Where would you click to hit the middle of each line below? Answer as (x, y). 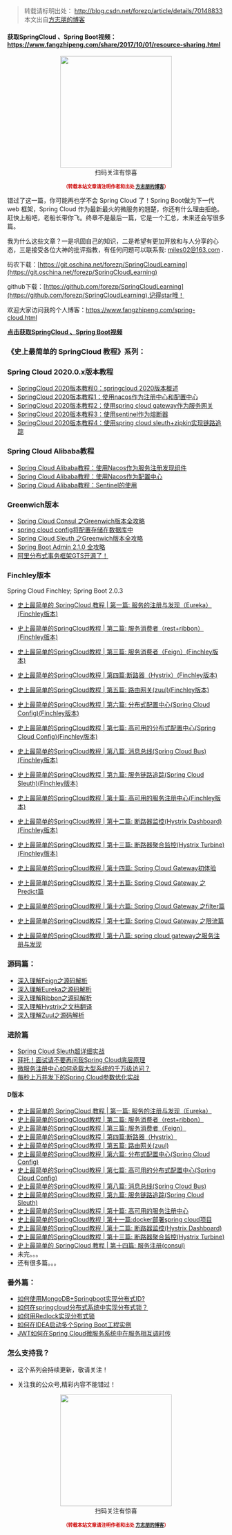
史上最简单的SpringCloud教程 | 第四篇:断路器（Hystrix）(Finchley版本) (117, 675)
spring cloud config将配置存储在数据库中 (75, 530)
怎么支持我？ (29, 1353)
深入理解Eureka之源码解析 (54, 989)
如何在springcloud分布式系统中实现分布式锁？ (83, 1307)
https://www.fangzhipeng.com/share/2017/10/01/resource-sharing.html (114, 44)
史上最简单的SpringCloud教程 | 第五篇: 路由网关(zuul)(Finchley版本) (113, 690)
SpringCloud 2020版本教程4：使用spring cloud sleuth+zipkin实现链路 (116, 423)
